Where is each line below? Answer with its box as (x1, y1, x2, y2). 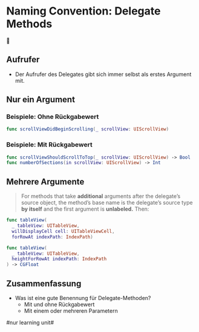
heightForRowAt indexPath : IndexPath (11, 256, 107, 262)
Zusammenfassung (6, 278, 82, 289)
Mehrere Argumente (6, 176, 85, 187)
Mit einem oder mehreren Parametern (24, 307, 118, 314)
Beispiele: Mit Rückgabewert (6, 141, 93, 149)
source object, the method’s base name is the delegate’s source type (21, 199, 193, 206)
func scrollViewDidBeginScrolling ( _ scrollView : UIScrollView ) (6, 126, 169, 132)
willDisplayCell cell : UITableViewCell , (11, 228, 115, 234)
